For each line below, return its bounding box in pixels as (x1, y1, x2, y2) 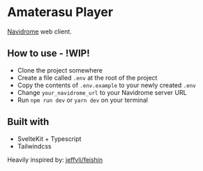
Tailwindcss (17, 142, 52, 150)
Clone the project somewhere (17, 66, 103, 74)
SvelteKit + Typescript (17, 134, 82, 143)
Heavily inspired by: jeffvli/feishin (7, 155, 103, 164)
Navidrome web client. (7, 27, 72, 36)
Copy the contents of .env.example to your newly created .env (17, 81, 197, 89)
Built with (7, 116, 50, 128)
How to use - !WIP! (7, 47, 91, 59)
